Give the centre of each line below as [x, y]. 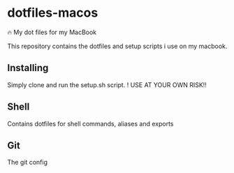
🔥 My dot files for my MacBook [52, 32]
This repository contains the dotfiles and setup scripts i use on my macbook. [117, 46]
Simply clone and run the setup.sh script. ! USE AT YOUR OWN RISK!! [107, 84]
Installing [28, 68]
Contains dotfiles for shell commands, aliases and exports [90, 123]
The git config [27, 163]
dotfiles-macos [53, 13]
